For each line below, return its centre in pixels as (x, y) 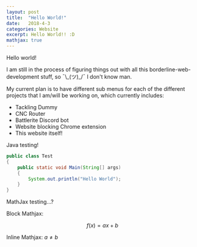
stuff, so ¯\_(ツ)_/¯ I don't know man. (86, 77)
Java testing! (23, 145)
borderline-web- (170, 70)
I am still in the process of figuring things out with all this (77, 70)
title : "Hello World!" (37, 18)
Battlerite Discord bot (42, 120)
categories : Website (33, 29)
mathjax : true (24, 40)
